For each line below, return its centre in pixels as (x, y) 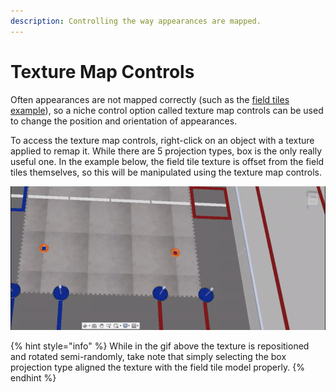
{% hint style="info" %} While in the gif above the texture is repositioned (160, 346)
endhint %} (33, 378)
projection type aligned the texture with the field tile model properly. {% (157, 367)
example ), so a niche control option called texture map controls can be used (167, 110)
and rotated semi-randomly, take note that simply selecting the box (148, 357)
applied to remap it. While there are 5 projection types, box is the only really (166, 151)
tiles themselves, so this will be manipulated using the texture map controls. (166, 172)
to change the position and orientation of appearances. (124, 121)
